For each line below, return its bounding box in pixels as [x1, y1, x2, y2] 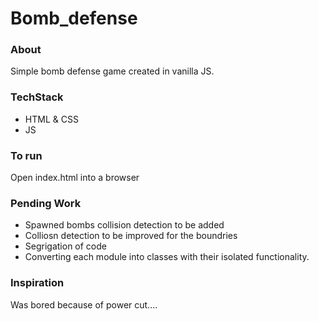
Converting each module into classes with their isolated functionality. [24, 251, 310, 263]
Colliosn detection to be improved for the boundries [24, 230, 238, 242]
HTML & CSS [24, 113, 79, 125]
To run [10, 148, 43, 162]
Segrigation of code [24, 240, 107, 252]
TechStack [10, 90, 64, 104]
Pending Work [10, 197, 82, 210]
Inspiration [10, 276, 65, 290]
